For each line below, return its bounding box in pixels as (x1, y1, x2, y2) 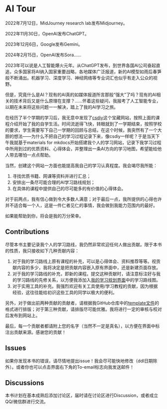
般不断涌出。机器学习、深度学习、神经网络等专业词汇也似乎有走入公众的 (5, 75, 153, 81)
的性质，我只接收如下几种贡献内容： (5, 247, 80, 254)
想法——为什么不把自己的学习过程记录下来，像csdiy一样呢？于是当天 (13, 133, 156, 139)
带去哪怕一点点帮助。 (9, 152, 53, 158)
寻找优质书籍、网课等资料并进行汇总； (12, 173, 91, 179)
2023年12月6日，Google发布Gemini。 (5, 41, 83, 47)
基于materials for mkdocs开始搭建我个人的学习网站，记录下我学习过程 (18, 139, 162, 145)
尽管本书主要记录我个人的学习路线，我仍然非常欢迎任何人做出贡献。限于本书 (5, 241, 162, 247)
